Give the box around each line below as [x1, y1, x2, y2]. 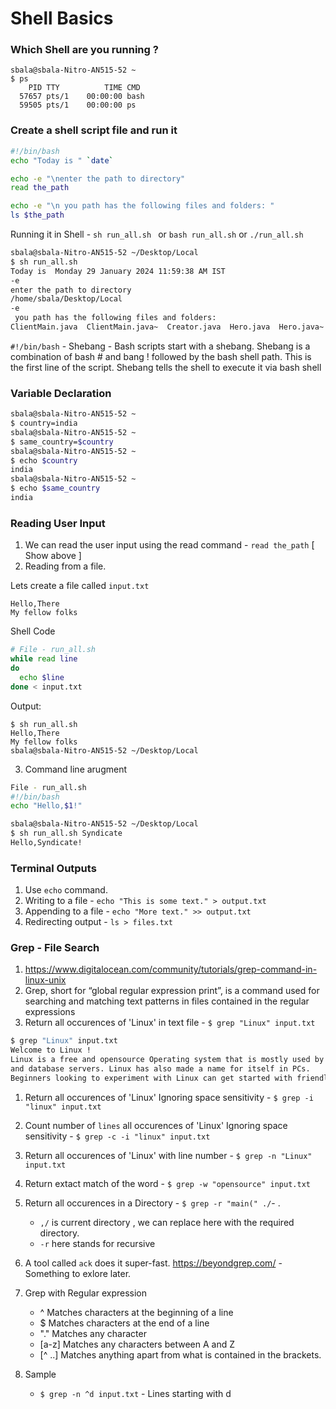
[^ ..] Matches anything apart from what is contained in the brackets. [39, 1348, 322, 1361]
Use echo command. [24, 884, 108, 896]
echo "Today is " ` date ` [10, 155, 114, 166]
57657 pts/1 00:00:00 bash [19, 92, 145, 102]
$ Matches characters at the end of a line [39, 1317, 210, 1329]
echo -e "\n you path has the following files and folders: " [10, 201, 275, 211]
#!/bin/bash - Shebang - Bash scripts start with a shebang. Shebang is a [10, 340, 311, 352]
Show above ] [24, 550, 82, 562]
